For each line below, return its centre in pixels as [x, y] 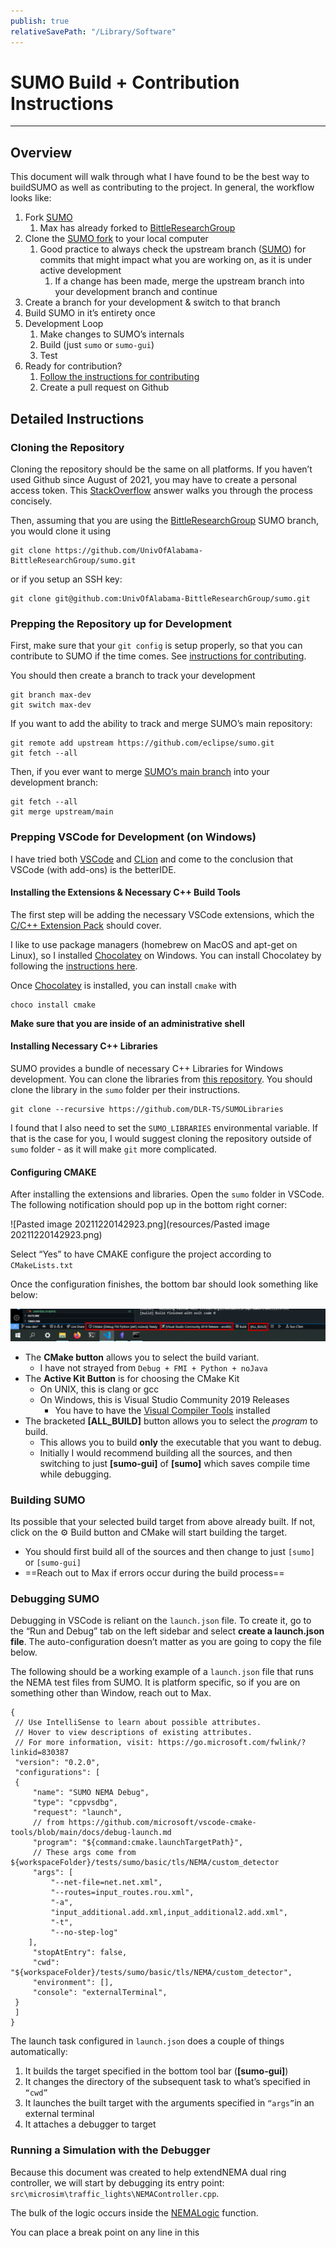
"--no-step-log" [84, 1933]
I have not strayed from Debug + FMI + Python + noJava [153, 1367]
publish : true [40, 21]
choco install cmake [53, 1005]
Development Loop [64, 324]
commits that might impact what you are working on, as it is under [175, 260]
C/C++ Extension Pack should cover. [86, 925]
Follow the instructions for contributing [119, 377]
